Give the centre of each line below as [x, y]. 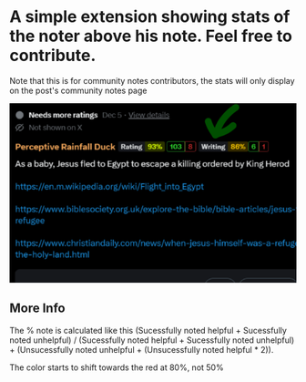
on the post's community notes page [78, 90]
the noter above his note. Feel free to [151, 36]
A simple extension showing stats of [150, 17]
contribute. [53, 56]
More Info [37, 309]
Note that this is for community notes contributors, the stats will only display [152, 80]
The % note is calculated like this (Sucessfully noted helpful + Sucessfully [148, 330]
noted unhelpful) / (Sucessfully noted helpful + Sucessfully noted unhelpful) [152, 340]
